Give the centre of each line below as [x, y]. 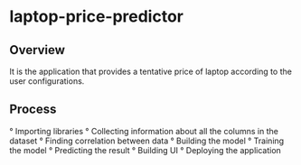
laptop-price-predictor [96, 17]
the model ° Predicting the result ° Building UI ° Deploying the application [146, 150]
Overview [38, 50]
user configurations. [47, 81]
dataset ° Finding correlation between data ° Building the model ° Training [147, 141]
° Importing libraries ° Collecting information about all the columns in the [144, 131]
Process [33, 110]
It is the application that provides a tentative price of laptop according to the [150, 71]
